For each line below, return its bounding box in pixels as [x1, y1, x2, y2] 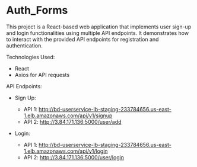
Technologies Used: [6, 53, 55, 60]
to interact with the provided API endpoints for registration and [6, 36, 159, 43]
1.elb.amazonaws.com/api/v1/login [23, 147, 108, 155]
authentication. [6, 42, 43, 49]
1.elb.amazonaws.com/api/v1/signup [23, 112, 113, 119]
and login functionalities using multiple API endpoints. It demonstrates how [6, 29, 189, 36]
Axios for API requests [14, 71, 70, 78]
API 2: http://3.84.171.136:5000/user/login [23, 153, 125, 160]
